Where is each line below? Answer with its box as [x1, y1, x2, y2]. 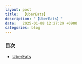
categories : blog [5, 25, 41, 30]
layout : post [5, 7, 32, 12]
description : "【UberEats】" [5, 16, 63, 21]
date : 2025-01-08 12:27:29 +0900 [5, 21, 78, 26]
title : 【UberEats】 [5, 12, 48, 17]
